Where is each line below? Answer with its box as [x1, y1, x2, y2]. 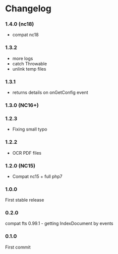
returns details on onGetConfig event [12, 89, 88, 95]
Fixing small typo [12, 127, 48, 132]
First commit [5, 244, 31, 250]
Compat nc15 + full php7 [12, 173, 63, 179]
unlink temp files [12, 66, 46, 72]
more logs [12, 55, 33, 61]
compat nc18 [12, 32, 39, 38]
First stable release [5, 197, 45, 203]
